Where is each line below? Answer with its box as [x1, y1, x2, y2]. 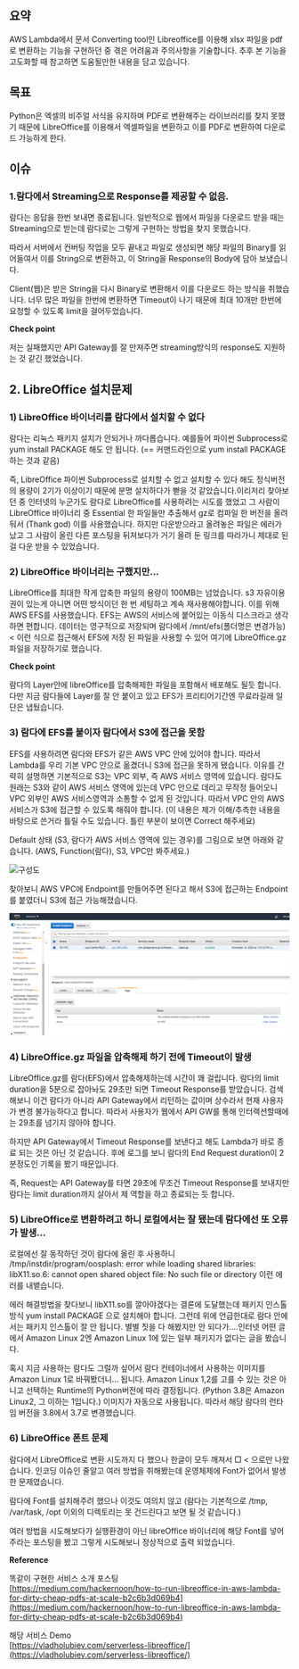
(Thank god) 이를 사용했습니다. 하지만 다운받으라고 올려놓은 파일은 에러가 [25, 519, 282, 529]
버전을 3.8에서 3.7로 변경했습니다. [18, 1407, 137, 1418]
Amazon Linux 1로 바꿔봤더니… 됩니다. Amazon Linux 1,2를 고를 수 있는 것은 [9, 1374, 278, 1385]
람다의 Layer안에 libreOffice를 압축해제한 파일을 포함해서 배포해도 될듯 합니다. [9, 679, 282, 690]
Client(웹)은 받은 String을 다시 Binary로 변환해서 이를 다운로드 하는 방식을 [9, 284, 267, 295]
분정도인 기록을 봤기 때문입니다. [9, 1158, 119, 1169]
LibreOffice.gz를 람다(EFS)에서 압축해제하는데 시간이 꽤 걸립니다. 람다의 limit [9, 1072, 279, 1083]
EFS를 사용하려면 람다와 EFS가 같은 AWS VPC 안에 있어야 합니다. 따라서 [9, 748, 261, 759]
